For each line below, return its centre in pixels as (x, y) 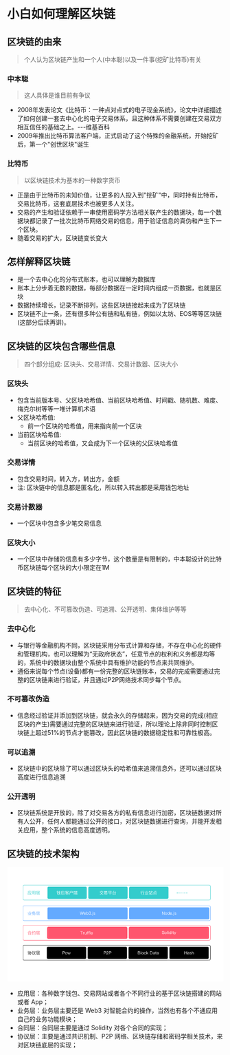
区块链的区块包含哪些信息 (61, 346)
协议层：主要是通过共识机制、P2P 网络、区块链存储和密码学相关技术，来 (120, 1036)
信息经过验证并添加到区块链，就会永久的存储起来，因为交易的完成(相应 (117, 715)
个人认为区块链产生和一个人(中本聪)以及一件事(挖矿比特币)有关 (113, 60)
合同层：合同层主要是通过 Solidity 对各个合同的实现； (92, 1027)
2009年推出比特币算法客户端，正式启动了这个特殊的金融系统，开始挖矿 (118, 136)
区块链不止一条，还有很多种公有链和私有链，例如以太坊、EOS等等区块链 (119, 314)
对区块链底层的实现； (47, 1045)
